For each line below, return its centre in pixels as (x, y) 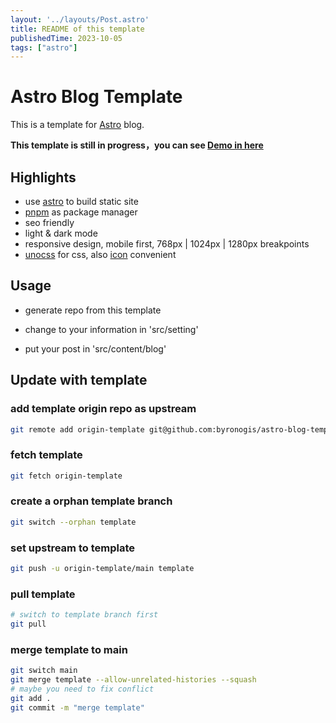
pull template (43, 594)
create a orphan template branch (91, 501)
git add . (31, 698)
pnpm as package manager (81, 212)
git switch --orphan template (73, 522)
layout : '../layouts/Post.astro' (80, 19)
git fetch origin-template (66, 476)
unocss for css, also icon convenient (100, 254)
